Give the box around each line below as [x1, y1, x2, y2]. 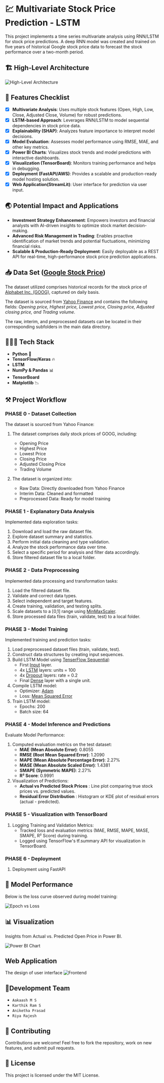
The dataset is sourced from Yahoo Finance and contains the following [5, 299, 148, 305]
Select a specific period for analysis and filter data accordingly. [12, 549, 140, 555]
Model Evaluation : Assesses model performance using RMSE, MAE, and [12, 139, 159, 144]
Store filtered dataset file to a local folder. [12, 555, 96, 561]
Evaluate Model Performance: [5, 732, 65, 738]
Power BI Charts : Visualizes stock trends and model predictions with [12, 149, 151, 155]
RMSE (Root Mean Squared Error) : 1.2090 [19, 752, 105, 758]
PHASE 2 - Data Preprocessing [5, 567, 79, 574]
